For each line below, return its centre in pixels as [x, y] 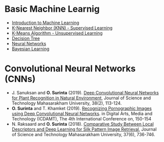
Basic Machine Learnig [52, 9]
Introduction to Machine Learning [45, 23]
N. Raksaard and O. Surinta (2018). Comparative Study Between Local [83, 124]
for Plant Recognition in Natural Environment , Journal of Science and [81, 98]
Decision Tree [26, 38]
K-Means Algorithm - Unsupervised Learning [57, 33]
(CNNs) [20, 79]
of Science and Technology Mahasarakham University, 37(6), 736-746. [83, 134]
